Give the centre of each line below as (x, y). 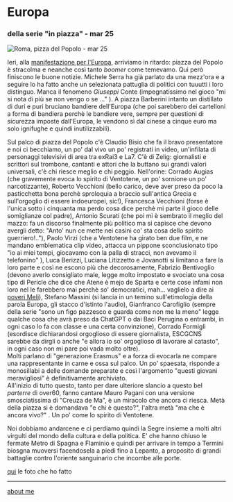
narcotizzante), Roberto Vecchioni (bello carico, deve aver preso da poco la (115, 186)
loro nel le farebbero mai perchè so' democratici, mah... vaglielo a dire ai (110, 290)
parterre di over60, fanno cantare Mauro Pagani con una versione (101, 393)
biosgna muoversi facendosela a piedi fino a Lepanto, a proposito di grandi (114, 451)
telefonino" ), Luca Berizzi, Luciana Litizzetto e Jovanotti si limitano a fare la (115, 260)
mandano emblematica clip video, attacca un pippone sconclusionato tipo (113, 245)
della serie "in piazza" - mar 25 (61, 34)
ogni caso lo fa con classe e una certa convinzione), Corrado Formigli (106, 326)
